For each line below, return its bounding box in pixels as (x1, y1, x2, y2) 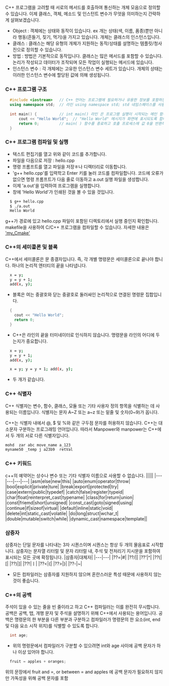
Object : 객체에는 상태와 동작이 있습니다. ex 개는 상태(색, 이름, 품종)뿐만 (12, 28, 153, 34)
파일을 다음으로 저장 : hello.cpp (12, 157, 75, 163)
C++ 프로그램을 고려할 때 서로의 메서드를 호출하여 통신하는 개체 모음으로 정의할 (5, 5, 161, 10)
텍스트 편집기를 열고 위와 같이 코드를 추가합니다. (12, 151, 107, 157)
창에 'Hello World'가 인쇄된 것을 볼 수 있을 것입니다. (12, 189, 115, 195)
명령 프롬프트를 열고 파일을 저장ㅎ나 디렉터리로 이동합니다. (12, 164, 127, 170)
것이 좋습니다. (12, 577, 40, 584)
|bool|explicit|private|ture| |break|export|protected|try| (5, 484, 119, 490)
